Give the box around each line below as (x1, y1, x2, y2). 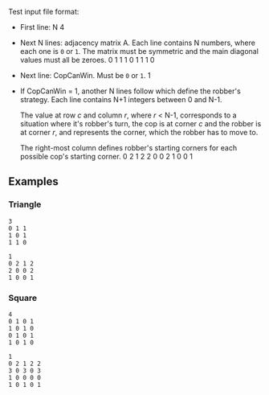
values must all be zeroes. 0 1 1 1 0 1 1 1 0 (19, 56, 155, 64)
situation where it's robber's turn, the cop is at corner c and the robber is (19, 119, 262, 128)
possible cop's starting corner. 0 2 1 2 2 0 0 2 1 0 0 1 (19, 152, 193, 161)
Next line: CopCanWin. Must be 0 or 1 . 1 (19, 71, 151, 80)
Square (8, 292, 38, 303)
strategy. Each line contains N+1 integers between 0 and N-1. (19, 95, 222, 104)
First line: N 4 (19, 23, 65, 31)
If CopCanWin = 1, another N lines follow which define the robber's (19, 86, 241, 96)
